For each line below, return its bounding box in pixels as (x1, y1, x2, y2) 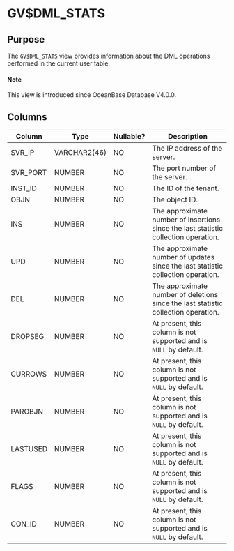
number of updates (152, 252, 214, 262)
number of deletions (152, 290, 218, 300)
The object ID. (152, 195, 198, 204)
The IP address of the (152, 144, 223, 153)
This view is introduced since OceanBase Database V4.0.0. (7, 91, 176, 99)
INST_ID (10, 183, 37, 193)
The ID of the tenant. (152, 183, 219, 193)
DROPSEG (10, 332, 45, 342)
